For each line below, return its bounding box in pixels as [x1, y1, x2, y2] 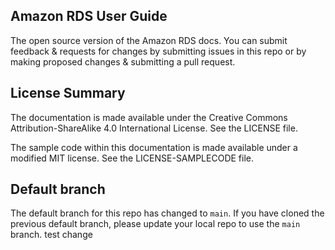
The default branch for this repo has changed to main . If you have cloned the [10, 207, 325, 219]
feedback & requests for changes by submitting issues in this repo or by [10, 45, 307, 57]
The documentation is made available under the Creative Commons [10, 111, 288, 123]
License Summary [10, 85, 126, 102]
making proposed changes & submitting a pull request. [10, 55, 236, 68]
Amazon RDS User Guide [10, 8, 168, 25]
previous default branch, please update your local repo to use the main [10, 218, 301, 230]
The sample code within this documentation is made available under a [10, 141, 298, 153]
